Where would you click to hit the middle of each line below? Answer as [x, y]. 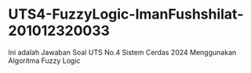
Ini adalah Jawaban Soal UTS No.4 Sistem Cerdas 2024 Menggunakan [122, 52]
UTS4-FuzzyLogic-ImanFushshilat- [126, 14]
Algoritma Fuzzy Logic [44, 61]
